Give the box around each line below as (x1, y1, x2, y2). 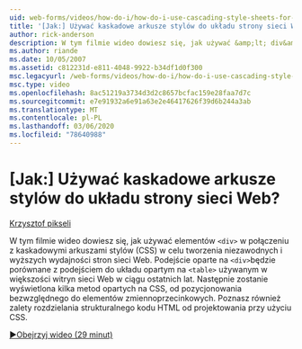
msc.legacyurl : (9, 72, 67, 81)
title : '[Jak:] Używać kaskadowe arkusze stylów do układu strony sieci (9, 22, 288, 31)
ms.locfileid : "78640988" (9, 130, 106, 139)
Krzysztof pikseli (9, 218, 72, 228)
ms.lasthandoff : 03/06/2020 (9, 122, 115, 131)
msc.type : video (9, 80, 70, 89)
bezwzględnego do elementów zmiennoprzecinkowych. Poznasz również (9, 292, 281, 303)
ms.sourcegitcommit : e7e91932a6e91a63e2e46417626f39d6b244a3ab (9, 96, 252, 106)
